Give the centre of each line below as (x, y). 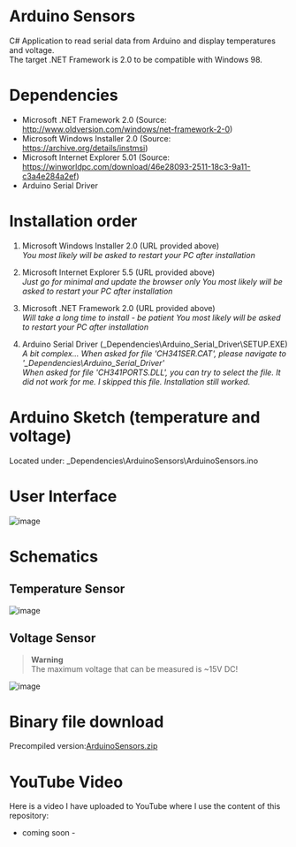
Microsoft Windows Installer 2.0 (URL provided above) (121, 246)
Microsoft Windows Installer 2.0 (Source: (96, 138)
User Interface (63, 496)
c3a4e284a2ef (49, 176)
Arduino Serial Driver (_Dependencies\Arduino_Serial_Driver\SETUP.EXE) (155, 344)
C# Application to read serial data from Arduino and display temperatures (143, 41)
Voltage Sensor (53, 638)
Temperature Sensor (67, 589)
